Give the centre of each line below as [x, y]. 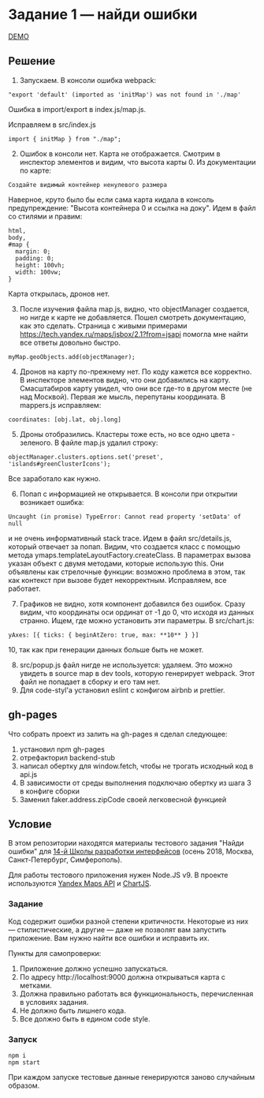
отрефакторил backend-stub [67, 757]
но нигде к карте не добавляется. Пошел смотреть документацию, [133, 317]
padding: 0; [35, 258]
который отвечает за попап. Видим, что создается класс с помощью [124, 547]
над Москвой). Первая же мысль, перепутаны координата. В [123, 397]
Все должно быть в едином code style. [85, 1018]
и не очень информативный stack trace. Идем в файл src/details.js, [120, 538]
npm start [24, 1063]
